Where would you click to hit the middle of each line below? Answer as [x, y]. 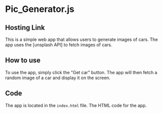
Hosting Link [25, 28]
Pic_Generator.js [40, 9]
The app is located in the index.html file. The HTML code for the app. [76, 105]
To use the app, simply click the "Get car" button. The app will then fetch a [81, 72]
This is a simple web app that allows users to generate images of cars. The [81, 39]
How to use [23, 60]
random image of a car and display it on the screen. [58, 78]
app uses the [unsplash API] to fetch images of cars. [59, 45]
